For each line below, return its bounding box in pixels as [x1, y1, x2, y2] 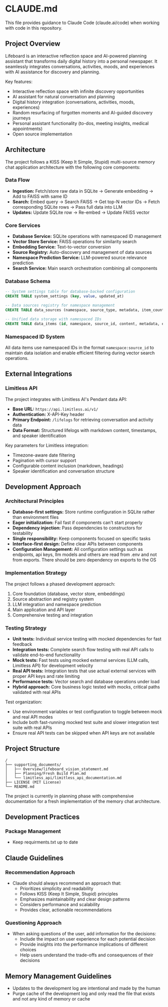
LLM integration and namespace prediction [12, 601, 101, 607]
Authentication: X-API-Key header [12, 411, 84, 417]
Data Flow [5, 177, 30, 184]
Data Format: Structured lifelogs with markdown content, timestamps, [12, 427, 157, 433]
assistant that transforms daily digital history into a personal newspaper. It [5, 58, 157, 64]
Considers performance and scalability [19, 902, 100, 908]
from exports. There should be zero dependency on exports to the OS [12, 557, 156, 563]
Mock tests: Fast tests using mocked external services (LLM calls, [12, 657, 149, 663]
